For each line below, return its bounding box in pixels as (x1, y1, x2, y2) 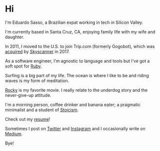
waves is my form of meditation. (5, 78, 69, 84)
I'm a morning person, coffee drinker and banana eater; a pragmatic (5, 101, 141, 107)
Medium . (5, 131, 23, 136)
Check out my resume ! (5, 116, 50, 122)
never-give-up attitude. (5, 92, 52, 98)
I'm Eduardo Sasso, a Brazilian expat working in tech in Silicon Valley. (5, 19, 144, 25)
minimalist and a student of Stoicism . (5, 107, 79, 113)
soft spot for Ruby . (5, 63, 42, 69)
